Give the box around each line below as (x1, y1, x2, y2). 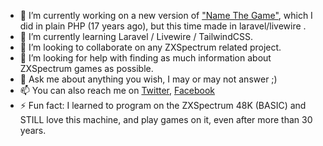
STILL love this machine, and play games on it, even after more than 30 (19, 114, 313, 125)
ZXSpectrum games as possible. (19, 63, 154, 74)
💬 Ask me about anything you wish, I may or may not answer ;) (19, 73, 278, 85)
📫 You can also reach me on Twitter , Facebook (19, 85, 215, 96)
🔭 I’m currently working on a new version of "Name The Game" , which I (19, 10, 313, 21)
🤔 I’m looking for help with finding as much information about (19, 52, 272, 64)
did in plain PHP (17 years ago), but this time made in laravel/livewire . (19, 20, 307, 32)
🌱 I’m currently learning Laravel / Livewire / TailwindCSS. (19, 31, 253, 42)
